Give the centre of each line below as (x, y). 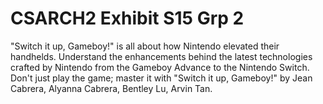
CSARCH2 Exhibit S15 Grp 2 (127, 18)
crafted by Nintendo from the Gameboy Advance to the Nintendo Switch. (160, 67)
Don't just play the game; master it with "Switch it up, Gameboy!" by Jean (161, 78)
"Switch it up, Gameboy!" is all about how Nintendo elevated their (145, 46)
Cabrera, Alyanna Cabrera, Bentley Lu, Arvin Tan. (111, 88)
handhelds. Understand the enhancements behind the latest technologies (161, 56)
